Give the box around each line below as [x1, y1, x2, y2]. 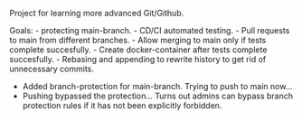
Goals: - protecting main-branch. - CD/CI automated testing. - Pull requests [9, 25, 290, 35]
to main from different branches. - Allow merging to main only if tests [9, 35, 267, 45]
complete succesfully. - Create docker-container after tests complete [9, 44, 268, 55]
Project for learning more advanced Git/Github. [9, 8, 184, 18]
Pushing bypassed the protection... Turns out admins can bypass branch [22, 90, 294, 101]
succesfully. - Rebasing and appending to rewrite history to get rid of [9, 54, 267, 64]
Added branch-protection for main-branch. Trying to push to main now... [22, 81, 293, 91]
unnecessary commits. [9, 63, 95, 74]
